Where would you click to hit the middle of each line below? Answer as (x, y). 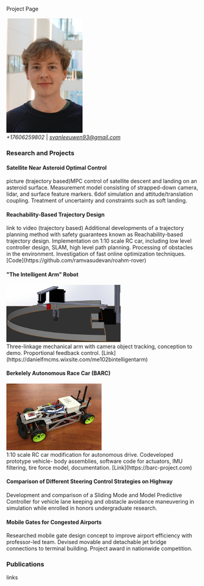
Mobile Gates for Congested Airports (54, 522)
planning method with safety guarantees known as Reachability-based (95, 235)
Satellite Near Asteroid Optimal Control (57, 168)
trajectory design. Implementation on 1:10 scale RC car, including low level (99, 241)
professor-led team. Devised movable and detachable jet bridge (86, 542)
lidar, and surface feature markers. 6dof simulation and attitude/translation (100, 194)
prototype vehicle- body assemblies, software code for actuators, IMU (94, 461)
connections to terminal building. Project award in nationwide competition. (100, 549)
